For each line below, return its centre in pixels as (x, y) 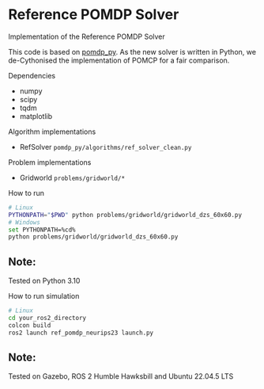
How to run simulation (44, 296)
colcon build (30, 325)
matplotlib (36, 116)
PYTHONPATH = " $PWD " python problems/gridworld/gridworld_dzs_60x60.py (125, 215)
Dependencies (32, 75)
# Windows (25, 222)
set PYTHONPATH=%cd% (42, 230)
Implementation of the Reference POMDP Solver (87, 36)
